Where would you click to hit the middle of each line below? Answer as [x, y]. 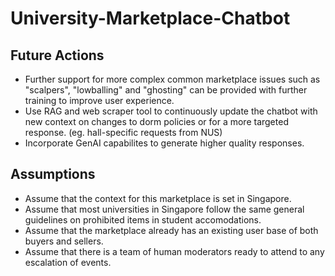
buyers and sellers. [64, 241]
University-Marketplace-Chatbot [150, 18]
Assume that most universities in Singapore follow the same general [164, 209]
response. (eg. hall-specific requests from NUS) [123, 132]
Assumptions [53, 174]
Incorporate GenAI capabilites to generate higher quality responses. [164, 143]
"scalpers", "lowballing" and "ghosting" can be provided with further [166, 90]
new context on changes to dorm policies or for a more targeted [156, 121]
